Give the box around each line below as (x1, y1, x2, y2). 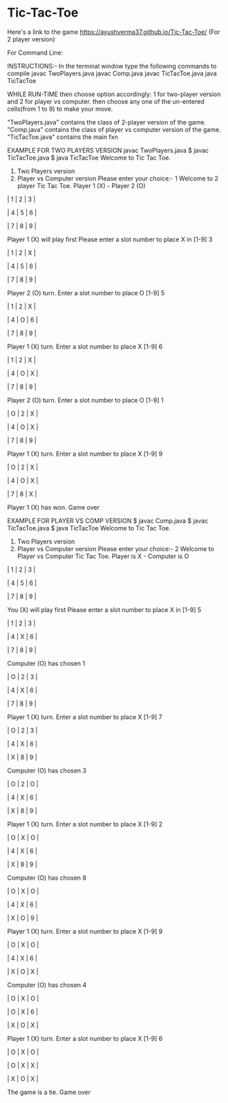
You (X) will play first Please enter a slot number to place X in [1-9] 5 (7, 605, 202, 613)
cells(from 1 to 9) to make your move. (7, 104, 113, 113)
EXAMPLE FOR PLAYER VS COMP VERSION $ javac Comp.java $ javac (7, 517, 209, 525)
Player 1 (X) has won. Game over (7, 503, 100, 511)
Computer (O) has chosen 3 (7, 766, 86, 775)
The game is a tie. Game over (7, 1088, 91, 1096)
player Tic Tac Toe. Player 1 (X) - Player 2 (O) (17, 181, 146, 189)
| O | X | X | (7, 1061, 39, 1069)
